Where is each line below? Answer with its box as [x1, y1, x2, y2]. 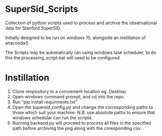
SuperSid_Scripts [5, 3, 79, 15]
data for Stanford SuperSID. [5, 25, 62, 31]
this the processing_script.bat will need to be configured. [5, 54, 121, 60]
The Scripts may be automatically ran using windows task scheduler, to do [5, 49, 157, 55]
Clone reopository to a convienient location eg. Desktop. [12, 88, 127, 94]
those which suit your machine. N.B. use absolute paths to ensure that [12, 109, 156, 115]
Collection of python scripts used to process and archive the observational [5, 20, 157, 26]
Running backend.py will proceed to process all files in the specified [12, 120, 152, 126]
